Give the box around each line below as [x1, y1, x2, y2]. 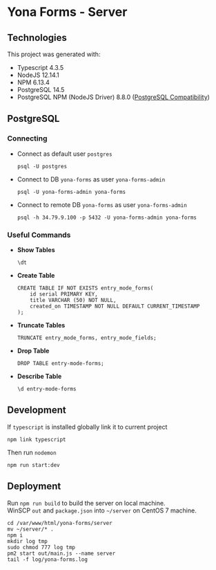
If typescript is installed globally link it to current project [7, 422, 168, 431]
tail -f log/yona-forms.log [7, 555, 88, 563]
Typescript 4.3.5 [17, 64, 64, 71]
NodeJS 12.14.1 [17, 71, 60, 79]
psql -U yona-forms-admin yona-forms [17, 188, 126, 195]
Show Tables [17, 245, 55, 253]
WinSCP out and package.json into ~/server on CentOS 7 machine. [7, 506, 197, 515]
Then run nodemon [7, 448, 57, 456]
